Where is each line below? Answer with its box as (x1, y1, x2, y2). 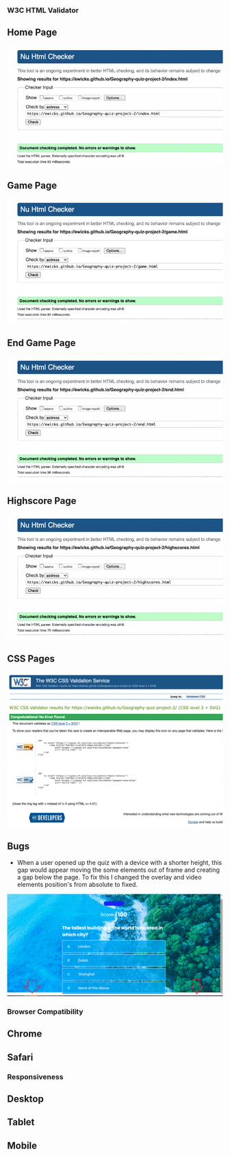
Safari (7, 1051, 34, 1063)
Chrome (7, 1028, 42, 1040)
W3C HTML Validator (7, 5, 79, 15)
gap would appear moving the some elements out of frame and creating (16, 866, 220, 874)
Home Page (7, 27, 57, 38)
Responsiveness (7, 1072, 64, 1081)
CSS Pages (7, 653, 55, 664)
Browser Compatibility (7, 1006, 84, 1016)
